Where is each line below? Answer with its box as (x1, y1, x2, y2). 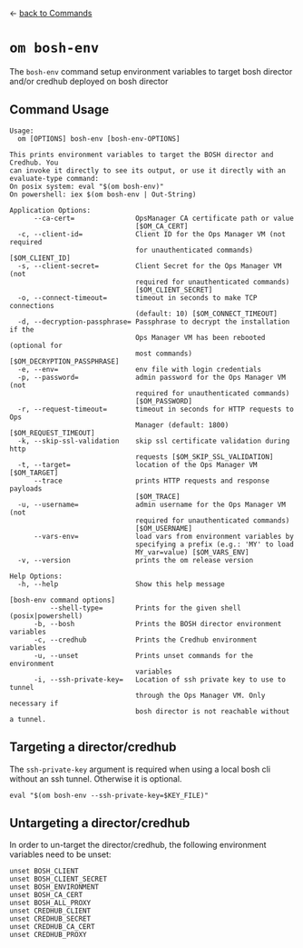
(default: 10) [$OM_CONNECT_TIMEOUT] (134, 309, 279, 318)
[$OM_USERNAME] (134, 524, 193, 533)
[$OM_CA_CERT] (134, 222, 189, 231)
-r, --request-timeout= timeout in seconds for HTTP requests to (17, 404, 295, 414)
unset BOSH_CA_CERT (9, 891, 83, 900)
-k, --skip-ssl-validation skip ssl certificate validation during (17, 436, 290, 445)
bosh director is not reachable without (134, 706, 290, 716)
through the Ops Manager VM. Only (134, 691, 266, 700)
